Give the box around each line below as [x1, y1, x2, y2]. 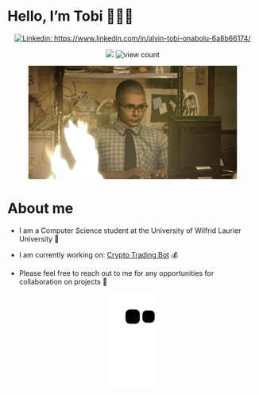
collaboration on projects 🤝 [18, 277, 108, 286]
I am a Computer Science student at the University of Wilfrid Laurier [18, 226, 242, 235]
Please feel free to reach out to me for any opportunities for [18, 268, 215, 277]
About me [7, 199, 74, 218]
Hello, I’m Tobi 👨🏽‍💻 [7, 7, 134, 25]
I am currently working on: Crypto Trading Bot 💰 [18, 250, 178, 259]
